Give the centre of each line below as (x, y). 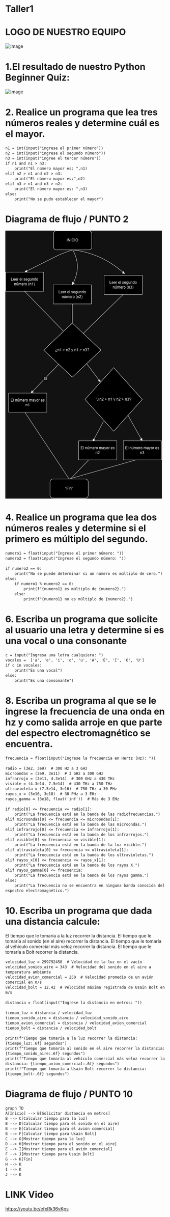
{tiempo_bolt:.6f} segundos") (37, 1074)
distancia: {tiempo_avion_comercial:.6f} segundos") (62, 1064)
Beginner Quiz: (38, 78)
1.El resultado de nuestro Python (76, 67)
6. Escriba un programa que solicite (82, 619)
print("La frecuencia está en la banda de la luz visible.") (80, 845)
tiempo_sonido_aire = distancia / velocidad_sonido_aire (67, 1018)
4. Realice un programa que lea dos (81, 518)
